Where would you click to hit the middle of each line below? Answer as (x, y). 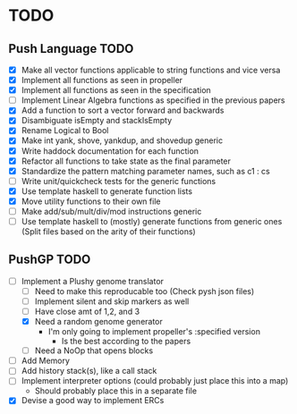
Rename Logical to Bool (65, 131)
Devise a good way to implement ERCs (93, 401)
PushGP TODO (50, 260)
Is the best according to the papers (126, 342)
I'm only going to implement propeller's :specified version (154, 332)
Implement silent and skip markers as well (112, 301)
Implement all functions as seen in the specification (116, 90)
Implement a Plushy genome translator (93, 281)
